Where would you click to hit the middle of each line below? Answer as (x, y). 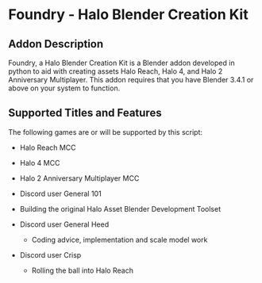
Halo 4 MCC (40, 163)
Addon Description (56, 44)
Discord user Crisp (50, 254)
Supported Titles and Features (85, 113)
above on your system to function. (64, 88)
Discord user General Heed (64, 224)
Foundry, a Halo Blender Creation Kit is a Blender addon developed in (122, 63)
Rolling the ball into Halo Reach (82, 270)
